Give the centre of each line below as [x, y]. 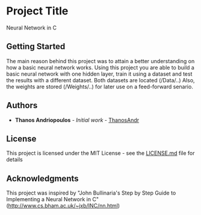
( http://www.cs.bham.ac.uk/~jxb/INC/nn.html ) [63, 206]
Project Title [37, 11]
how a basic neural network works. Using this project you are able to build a [100, 67]
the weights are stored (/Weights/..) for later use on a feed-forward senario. [100, 86]
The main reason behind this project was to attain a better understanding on [100, 61]
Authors [22, 105]
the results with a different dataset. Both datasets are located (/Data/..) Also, [100, 80]
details [14, 160]
